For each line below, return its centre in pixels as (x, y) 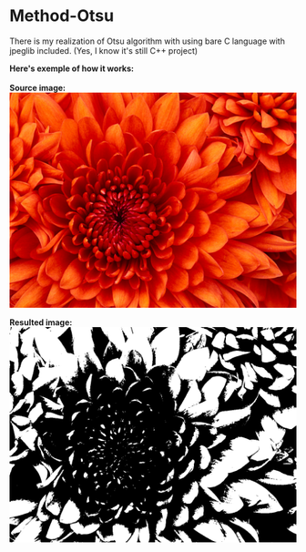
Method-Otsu (62, 16)
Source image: (38, 87)
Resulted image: (41, 322)
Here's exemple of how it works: (72, 68)
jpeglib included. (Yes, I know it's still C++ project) (104, 50)
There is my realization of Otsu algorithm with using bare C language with (147, 41)
